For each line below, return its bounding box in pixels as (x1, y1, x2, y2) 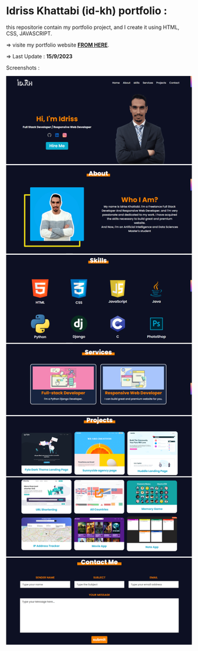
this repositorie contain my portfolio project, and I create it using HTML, (6, 24, 180, 31)
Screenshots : (6, 64, 40, 71)
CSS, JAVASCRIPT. (6, 29, 52, 37)
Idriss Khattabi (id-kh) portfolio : (6, 4, 167, 18)
